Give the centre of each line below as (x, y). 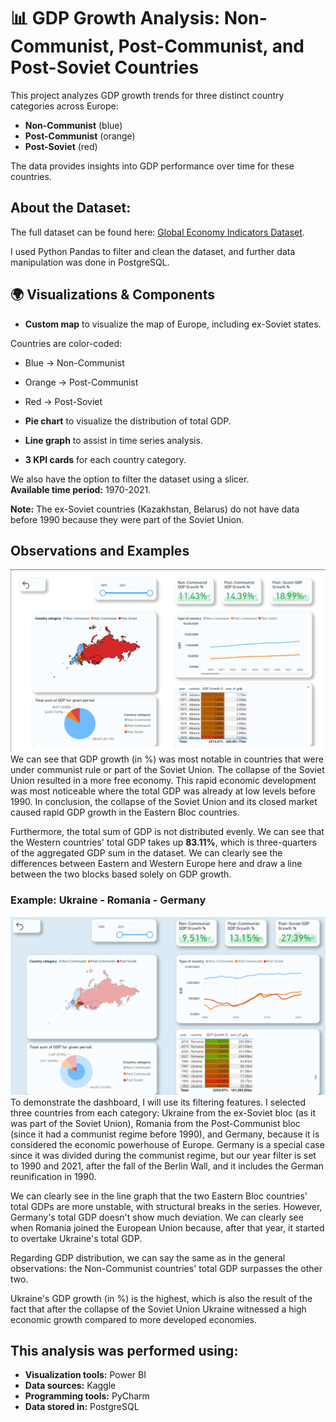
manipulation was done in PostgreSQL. (90, 262)
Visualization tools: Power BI (85, 1375)
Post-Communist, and (211, 46)
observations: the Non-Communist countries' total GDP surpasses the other (166, 1268)
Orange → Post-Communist (81, 382)
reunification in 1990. (53, 1176)
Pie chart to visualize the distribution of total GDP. (128, 421)
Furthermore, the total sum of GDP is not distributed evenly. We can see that (167, 832)
